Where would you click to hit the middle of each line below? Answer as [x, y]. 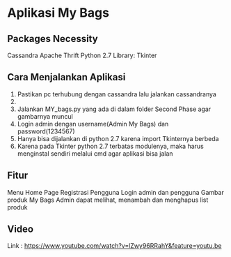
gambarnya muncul [45, 116]
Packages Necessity [53, 39]
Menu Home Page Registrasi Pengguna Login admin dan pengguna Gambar [115, 192]
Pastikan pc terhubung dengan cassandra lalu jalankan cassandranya [117, 94]
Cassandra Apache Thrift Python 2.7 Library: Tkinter [82, 55]
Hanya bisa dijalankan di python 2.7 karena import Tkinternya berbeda [118, 138]
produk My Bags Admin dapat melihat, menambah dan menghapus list [108, 200]
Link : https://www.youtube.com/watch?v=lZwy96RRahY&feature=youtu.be [114, 246]
